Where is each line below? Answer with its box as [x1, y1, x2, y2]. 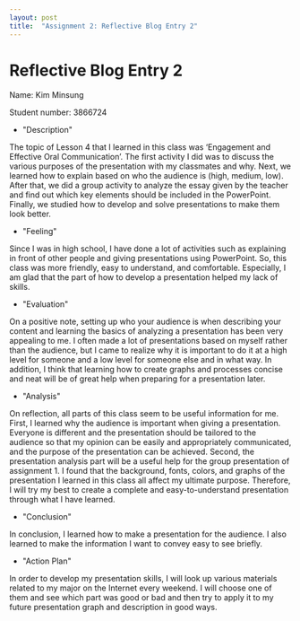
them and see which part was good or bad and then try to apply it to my [9, 592, 275, 603]
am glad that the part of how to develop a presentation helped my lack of [9, 272, 279, 283]
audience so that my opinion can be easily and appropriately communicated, [9, 437, 292, 448]
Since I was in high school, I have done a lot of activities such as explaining [9, 243, 287, 254]
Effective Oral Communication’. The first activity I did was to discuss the [9, 152, 275, 162]
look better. [9, 208, 52, 220]
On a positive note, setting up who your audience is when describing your [9, 316, 282, 328]
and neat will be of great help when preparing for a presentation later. [9, 373, 266, 384]
